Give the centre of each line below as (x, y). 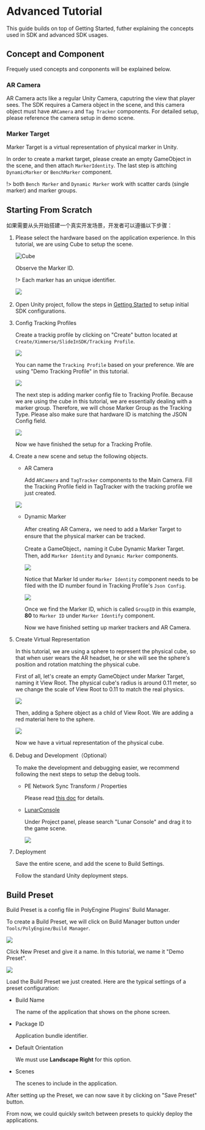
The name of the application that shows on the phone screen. (93, 1011)
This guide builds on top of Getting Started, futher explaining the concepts (100, 28)
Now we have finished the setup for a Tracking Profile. (84, 444)
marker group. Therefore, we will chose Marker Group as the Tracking (103, 408)
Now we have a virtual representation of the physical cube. (89, 743)
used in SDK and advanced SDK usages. (58, 34)
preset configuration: (33, 988)
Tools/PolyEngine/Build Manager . (48, 928)
